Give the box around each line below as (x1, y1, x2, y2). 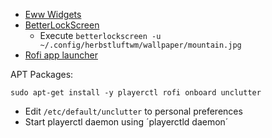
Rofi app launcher (24, 49, 98, 61)
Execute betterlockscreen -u (39, 30, 162, 41)
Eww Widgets (24, 9, 82, 20)
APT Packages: (10, 69, 74, 80)
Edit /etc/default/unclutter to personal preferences (24, 105, 243, 117)
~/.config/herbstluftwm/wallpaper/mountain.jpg (39, 40, 242, 50)
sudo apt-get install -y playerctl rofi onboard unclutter (10, 88, 262, 98)
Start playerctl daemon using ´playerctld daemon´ (24, 116, 229, 128)
